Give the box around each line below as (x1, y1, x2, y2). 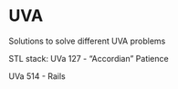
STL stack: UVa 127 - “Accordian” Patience (8, 53, 170, 64)
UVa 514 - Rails (8, 70, 66, 82)
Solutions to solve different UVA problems (8, 35, 166, 46)
